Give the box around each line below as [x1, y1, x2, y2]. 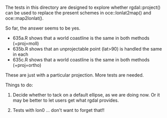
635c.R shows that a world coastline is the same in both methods [12, 57, 150, 63]
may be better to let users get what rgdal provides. [12, 97, 119, 103]
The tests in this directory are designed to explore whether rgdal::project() [5, 5, 161, 10]
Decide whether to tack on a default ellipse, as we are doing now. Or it [12, 92, 160, 98]
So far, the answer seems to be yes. [5, 25, 80, 31]
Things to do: [5, 82, 33, 88]
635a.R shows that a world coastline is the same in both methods [12, 35, 150, 41]
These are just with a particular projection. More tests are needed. [5, 72, 144, 78]
